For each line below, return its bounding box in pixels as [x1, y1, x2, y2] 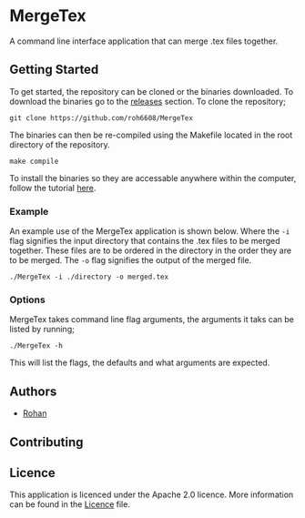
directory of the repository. [9, 138, 111, 150]
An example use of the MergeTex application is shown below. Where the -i [9, 226, 290, 237]
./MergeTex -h [9, 341, 64, 350]
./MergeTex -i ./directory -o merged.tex [9, 272, 169, 282]
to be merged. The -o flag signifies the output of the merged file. [9, 255, 252, 266]
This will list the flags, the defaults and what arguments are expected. [9, 357, 270, 369]
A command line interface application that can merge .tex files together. [9, 36, 279, 46]
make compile [9, 157, 59, 166]
